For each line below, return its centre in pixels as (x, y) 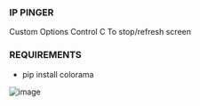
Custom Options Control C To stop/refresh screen (100, 32)
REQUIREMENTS (45, 55)
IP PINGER (32, 12)
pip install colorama (58, 74)
